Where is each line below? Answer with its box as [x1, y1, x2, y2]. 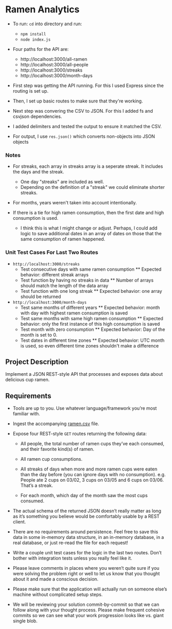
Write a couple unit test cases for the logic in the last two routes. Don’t [12, 550, 162, 556]
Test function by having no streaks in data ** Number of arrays [20, 277, 154, 283]
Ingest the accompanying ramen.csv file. [12, 421, 99, 427]
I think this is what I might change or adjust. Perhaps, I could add [20, 225, 158, 231]
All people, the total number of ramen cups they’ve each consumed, [20, 441, 164, 447]
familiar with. [12, 411, 40, 417]
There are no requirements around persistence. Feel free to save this [12, 529, 158, 535]
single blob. [12, 618, 37, 624]
